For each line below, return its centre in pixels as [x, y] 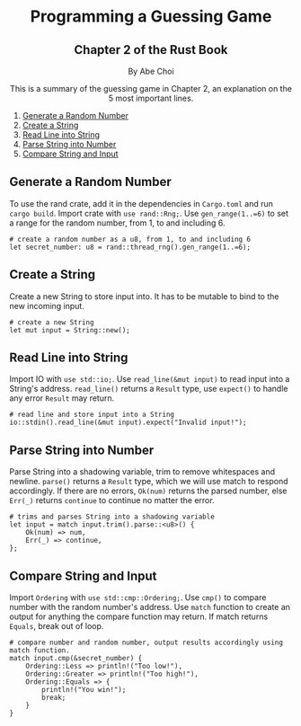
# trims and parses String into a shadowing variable [112, 517]
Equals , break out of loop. [57, 626]
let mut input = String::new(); [70, 330]
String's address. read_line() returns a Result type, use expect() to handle [149, 389]
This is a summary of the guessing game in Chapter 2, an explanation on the [151, 89]
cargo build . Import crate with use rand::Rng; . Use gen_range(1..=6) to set [149, 213]
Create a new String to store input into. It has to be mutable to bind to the [144, 296]
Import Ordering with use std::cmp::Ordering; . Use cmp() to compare [138, 598]
